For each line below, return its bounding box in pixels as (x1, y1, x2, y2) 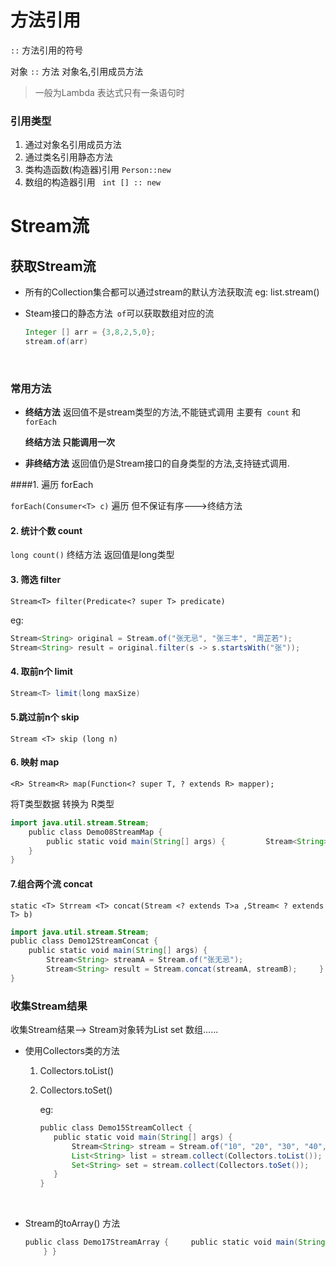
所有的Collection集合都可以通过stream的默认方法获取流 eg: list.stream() (24, 286, 320, 298)
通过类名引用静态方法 (24, 151, 113, 163)
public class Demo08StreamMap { (28, 827, 163, 837)
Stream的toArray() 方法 (24, 1217, 121, 1230)
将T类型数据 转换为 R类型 (10, 797, 115, 810)
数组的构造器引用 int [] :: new (24, 176, 161, 188)
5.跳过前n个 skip (10, 711, 80, 723)
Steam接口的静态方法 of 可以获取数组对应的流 (24, 307, 215, 320)
